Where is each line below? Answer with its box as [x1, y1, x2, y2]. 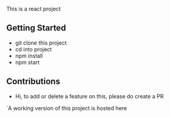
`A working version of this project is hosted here [6, 104, 127, 112]
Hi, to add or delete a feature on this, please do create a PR [15, 92, 164, 100]
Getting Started [6, 23, 66, 33]
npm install [15, 52, 43, 59]
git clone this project [15, 39, 67, 46]
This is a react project [6, 6, 61, 12]
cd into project [15, 45, 52, 53]
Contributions [6, 76, 60, 87]
